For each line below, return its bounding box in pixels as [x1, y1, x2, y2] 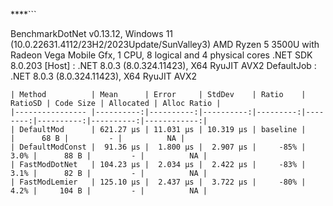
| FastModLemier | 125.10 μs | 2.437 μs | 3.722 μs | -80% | [10, 177, 307, 187]
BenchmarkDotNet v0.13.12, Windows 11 [10, 28, 174, 39]
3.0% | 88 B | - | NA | [10, 151, 208, 161]
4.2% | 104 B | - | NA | [10, 186, 208, 196]
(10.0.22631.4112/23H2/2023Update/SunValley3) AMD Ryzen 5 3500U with [10, 39, 320, 50]
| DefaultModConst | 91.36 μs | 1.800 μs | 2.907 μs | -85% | [10, 142, 307, 152]
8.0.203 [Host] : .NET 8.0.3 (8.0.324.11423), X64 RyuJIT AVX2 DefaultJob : [10, 60, 317, 71]
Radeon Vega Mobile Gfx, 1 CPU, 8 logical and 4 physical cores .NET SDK [10, 49, 313, 61]
